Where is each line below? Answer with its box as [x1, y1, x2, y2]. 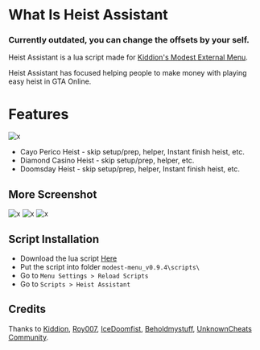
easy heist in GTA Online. [8, 76, 92, 86]
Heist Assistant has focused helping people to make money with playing [8, 68, 247, 78]
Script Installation [8, 232, 99, 246]
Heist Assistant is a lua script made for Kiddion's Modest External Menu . [8, 52, 248, 62]
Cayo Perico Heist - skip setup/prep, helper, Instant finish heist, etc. [19, 147, 246, 157]
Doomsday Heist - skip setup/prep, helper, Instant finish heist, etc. [19, 164, 240, 174]
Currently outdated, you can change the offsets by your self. [8, 35, 250, 46]
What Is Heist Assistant [8, 6, 169, 24]
